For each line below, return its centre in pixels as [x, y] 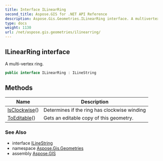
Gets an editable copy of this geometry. [88, 118]
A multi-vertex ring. [24, 63]
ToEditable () [21, 118]
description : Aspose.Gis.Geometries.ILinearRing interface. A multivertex [82, 19]
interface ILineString [33, 143]
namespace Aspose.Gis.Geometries [48, 148]
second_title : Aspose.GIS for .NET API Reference [56, 14]
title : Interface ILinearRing [36, 10]
